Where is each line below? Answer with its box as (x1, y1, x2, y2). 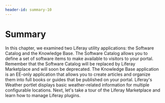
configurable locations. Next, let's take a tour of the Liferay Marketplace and (5, 87, 161, 93)
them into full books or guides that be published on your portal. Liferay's (5, 76, 152, 82)
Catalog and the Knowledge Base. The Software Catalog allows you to (5, 50, 148, 56)
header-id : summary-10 (5, 7, 52, 12)
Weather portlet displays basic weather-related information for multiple (5, 82, 150, 88)
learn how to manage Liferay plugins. (5, 92, 81, 98)
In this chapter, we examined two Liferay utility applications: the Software (5, 45, 154, 51)
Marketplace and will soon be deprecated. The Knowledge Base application (5, 66, 159, 72)
